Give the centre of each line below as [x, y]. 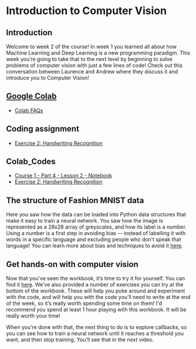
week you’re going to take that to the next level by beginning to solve [89, 59]
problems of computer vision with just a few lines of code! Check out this [94, 65]
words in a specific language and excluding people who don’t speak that [94, 240]
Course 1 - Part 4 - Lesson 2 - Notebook [63, 176]
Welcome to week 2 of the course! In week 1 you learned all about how [92, 46]
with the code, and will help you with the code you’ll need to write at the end [98, 297]
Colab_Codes [31, 162]
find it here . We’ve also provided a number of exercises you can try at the [95, 285]
